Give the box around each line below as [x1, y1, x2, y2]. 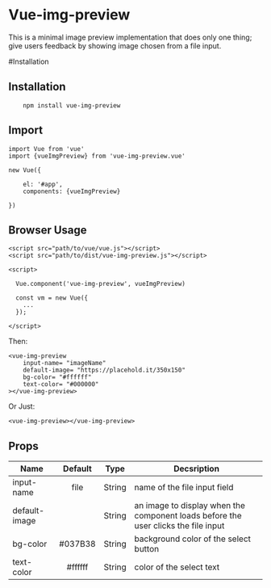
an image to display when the [134, 500, 246, 511]
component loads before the [134, 510, 242, 522]
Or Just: [8, 401, 35, 411]
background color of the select [134, 533, 252, 544]
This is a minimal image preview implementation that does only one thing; [8, 32, 252, 42]
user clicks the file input [134, 520, 225, 531]
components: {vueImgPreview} [23, 187, 121, 195]
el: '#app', [23, 180, 63, 188]
